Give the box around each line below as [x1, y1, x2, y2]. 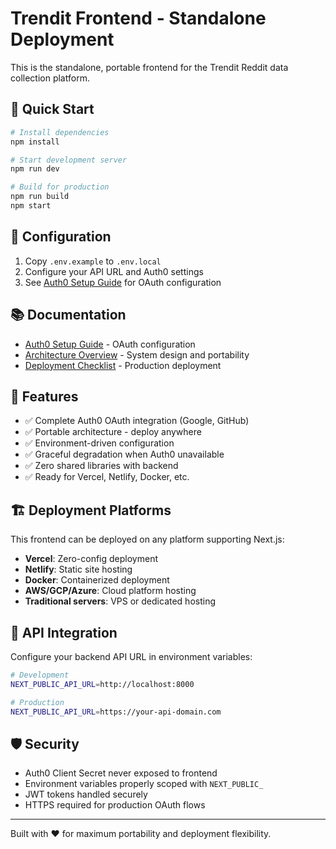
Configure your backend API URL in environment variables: [10, 650, 253, 662]
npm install [10, 137, 60, 147]
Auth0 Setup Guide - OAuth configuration [24, 338, 196, 350]
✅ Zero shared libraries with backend [24, 460, 179, 472]
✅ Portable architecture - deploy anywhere [24, 426, 202, 438]
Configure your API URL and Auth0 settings [24, 265, 204, 277]
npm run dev [10, 164, 60, 174]
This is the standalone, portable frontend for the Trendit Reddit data [10, 61, 289, 73]
